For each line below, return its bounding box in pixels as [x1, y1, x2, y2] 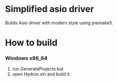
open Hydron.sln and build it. [12, 71, 71, 77]
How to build [5, 37, 58, 48]
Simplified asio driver [5, 3, 94, 15]
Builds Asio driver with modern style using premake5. [5, 20, 113, 26]
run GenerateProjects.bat [12, 66, 64, 72]
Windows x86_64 [5, 55, 48, 62]
